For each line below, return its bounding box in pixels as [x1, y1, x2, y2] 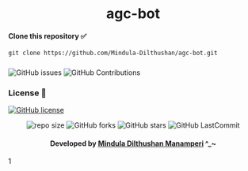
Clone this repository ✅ [8, 31, 87, 40]
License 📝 [8, 87, 47, 99]
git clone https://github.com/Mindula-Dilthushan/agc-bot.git [8, 49, 218, 58]
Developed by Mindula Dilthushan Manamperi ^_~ [50, 139, 216, 148]
